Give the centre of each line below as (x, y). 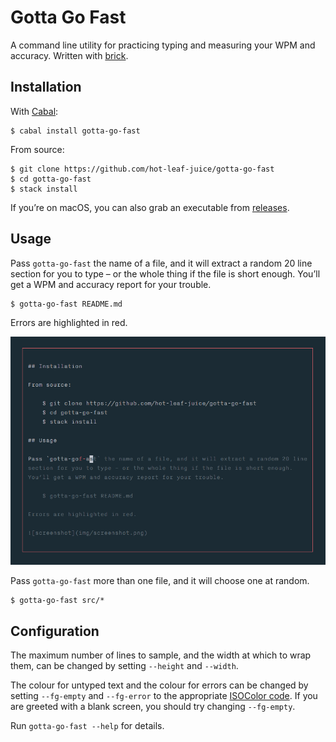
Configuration (55, 631)
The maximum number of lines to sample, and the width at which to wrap (161, 655)
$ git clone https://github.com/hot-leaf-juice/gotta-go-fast (142, 169)
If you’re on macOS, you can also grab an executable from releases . (150, 207)
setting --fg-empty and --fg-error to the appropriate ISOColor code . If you (164, 696)
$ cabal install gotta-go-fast (75, 131)
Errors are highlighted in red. (69, 322)
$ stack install (44, 189)
